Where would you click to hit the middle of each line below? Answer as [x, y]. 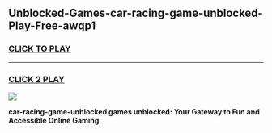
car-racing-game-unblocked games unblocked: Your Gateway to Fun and [134, 111]
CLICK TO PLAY [40, 49]
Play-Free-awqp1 [52, 26]
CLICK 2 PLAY [36, 79]
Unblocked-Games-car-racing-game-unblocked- [136, 13]
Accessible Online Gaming [54, 120]
